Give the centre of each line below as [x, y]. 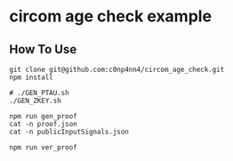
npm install [31, 77]
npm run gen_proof [43, 117]
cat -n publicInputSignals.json [69, 132]
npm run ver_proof [43, 148]
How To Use [43, 49]
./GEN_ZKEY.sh [36, 101]
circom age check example [110, 16]
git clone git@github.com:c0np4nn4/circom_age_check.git [117, 69]
